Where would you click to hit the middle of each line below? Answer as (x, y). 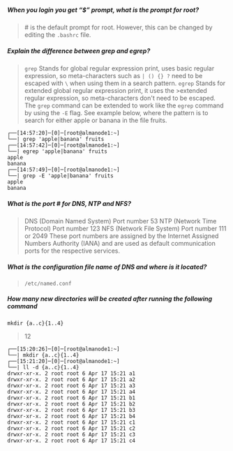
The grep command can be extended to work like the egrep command (124, 105)
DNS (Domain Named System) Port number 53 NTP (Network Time (120, 221)
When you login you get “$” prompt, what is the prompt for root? (103, 10)
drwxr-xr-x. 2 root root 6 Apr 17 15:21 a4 (72, 392)
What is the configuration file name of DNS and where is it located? (107, 267)
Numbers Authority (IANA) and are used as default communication (120, 243)
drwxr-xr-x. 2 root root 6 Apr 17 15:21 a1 (72, 374)
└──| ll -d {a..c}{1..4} (43, 367)
